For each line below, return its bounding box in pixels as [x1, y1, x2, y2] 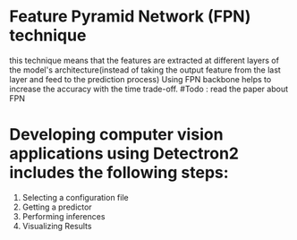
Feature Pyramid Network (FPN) [9, 6, 251, 27]
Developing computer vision [9, 124, 224, 145]
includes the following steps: [9, 163, 230, 183]
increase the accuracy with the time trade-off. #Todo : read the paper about [9, 83, 289, 94]
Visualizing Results [21, 220, 92, 231]
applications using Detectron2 [9, 143, 240, 164]
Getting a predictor [21, 201, 92, 212]
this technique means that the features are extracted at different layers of [9, 55, 280, 65]
